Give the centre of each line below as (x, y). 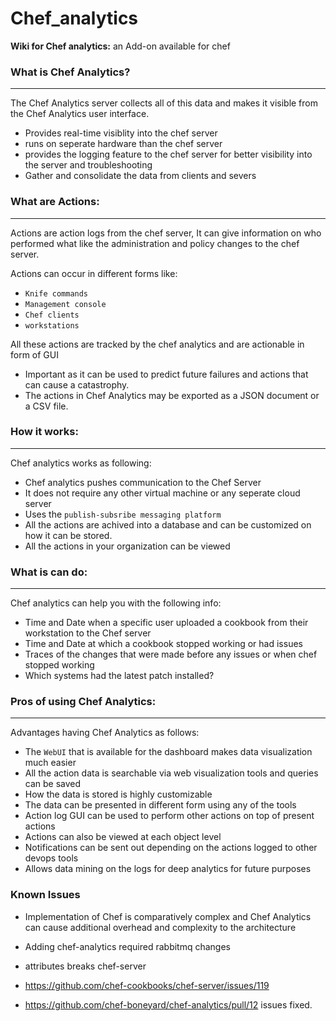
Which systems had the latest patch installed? (119, 676)
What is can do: (49, 572)
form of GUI (34, 354)
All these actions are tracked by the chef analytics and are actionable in (157, 344)
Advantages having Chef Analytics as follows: (105, 733)
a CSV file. (46, 406)
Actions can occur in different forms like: (94, 273)
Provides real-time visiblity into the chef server (121, 133)
